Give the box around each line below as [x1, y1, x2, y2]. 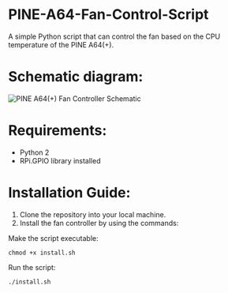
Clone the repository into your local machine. [19, 209, 166, 219]
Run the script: [8, 262, 56, 272]
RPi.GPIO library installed [19, 156, 101, 165]
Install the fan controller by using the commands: [19, 218, 179, 227]
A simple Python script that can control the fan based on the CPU [8, 32, 221, 41]
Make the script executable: [8, 233, 99, 242]
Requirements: [8, 122, 107, 140]
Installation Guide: [8, 184, 131, 201]
